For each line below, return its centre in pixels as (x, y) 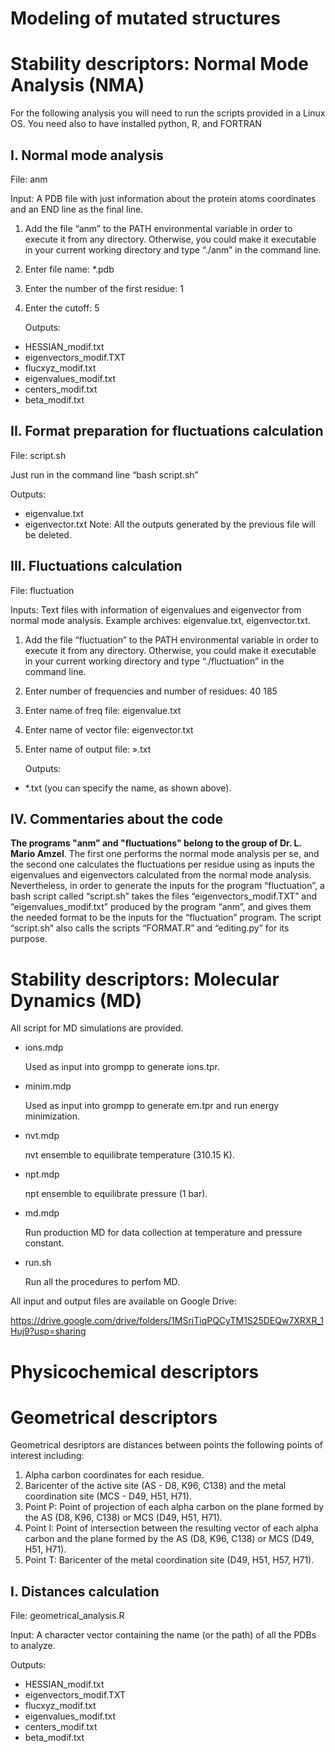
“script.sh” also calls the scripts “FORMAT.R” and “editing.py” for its (150, 928)
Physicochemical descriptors (135, 1371)
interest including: (47, 1456)
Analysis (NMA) (77, 85)
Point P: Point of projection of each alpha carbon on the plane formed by (174, 1507)
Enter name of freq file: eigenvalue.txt (103, 710)
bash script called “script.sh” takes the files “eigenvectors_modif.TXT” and (163, 896)
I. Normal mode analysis (87, 155)
